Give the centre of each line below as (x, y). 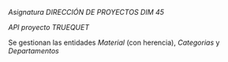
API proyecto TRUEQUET (49, 27)
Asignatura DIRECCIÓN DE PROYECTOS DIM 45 (86, 12)
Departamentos (34, 51)
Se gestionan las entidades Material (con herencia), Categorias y (114, 42)
